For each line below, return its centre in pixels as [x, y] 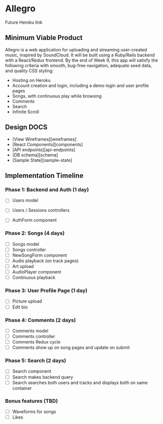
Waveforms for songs [34, 411]
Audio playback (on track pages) [45, 261]
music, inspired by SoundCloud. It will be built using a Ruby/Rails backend [80, 55]
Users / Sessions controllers [41, 210]
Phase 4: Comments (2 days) [41, 320]
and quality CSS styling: [29, 71]
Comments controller [34, 336]
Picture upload [27, 301]
